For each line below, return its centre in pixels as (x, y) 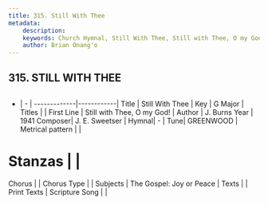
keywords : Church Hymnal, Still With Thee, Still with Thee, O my (135, 38)
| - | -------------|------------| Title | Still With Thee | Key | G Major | (132, 104)
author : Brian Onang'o (60, 45)
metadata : (25, 23)
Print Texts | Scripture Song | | (58, 191)
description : (44, 30)
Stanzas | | (45, 162)
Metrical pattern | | (51, 129)
